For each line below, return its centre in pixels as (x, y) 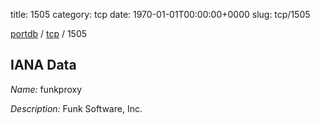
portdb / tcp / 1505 (49, 33)
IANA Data (43, 65)
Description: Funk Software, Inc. (76, 108)
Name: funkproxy (46, 89)
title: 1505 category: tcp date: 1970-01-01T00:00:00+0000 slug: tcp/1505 (160, 14)
